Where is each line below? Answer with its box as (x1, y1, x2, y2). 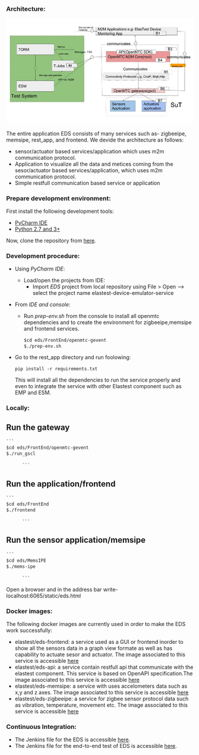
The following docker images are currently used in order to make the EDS (6, 621, 186, 628)
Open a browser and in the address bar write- (6, 586, 118, 593)
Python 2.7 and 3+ (14, 225, 61, 233)
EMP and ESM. (14, 389, 52, 397)
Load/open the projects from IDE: (23, 277, 106, 284)
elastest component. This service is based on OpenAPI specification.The (14, 670, 193, 677)
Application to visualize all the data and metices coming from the (14, 160, 173, 168)
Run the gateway (6, 422, 70, 432)
